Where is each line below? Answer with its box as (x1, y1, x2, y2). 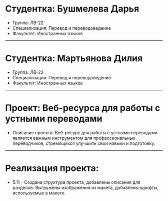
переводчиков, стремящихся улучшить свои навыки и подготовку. (12, 140, 155, 146)
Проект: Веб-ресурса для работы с (5, 103, 160, 114)
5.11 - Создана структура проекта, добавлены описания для (12, 179, 141, 185)
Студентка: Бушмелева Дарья (5, 3, 139, 15)
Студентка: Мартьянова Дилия (5, 53, 143, 64)
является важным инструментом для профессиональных (12, 135, 135, 141)
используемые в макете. (12, 189, 66, 196)
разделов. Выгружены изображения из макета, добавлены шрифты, (12, 184, 158, 190)
